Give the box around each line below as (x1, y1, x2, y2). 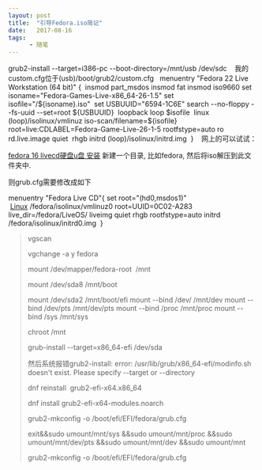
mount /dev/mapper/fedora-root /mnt (27, 264, 152, 274)
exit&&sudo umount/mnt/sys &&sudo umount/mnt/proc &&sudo (27, 429, 233, 439)
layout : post (8, 11, 51, 20)
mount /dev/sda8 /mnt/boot (27, 280, 118, 290)
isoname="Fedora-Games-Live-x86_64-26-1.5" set (8, 91, 174, 100)
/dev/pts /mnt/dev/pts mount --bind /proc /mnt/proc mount (43, 304, 235, 313)
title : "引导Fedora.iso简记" (8, 19, 103, 27)
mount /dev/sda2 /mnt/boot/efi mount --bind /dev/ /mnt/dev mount (27, 295, 246, 305)
